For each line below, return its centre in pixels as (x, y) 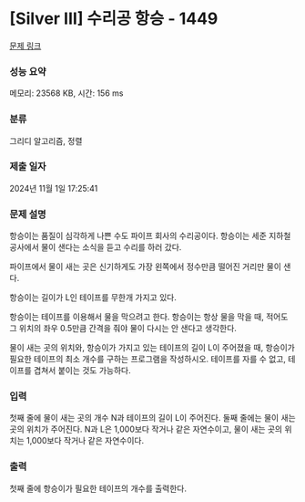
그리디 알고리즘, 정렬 (46, 141)
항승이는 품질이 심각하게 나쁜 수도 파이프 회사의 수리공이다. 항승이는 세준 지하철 (150, 236)
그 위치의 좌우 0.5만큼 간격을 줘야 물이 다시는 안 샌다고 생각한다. (123, 329)
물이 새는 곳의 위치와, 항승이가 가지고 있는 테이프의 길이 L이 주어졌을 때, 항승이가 (152, 348)
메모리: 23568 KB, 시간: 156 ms (66, 93)
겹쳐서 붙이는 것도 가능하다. (82, 371)
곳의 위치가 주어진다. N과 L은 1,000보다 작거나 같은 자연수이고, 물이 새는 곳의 (146, 429)
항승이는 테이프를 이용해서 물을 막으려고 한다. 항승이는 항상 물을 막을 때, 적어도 (149, 317)
